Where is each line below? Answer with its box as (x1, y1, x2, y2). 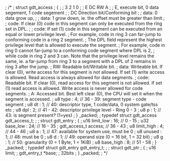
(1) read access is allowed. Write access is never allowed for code (5, 85, 143, 91)
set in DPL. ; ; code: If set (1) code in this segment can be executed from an (5, 26, 162, 32)
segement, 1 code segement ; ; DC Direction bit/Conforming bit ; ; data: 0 (5, 10, 158, 16)
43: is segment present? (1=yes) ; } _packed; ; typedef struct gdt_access (5, 112, 157, 118)
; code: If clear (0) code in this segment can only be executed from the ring (5, 20, 162, 26)
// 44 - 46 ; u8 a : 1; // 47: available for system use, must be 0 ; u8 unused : (5, 128, 162, 134)
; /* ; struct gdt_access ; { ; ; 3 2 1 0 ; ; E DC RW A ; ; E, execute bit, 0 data (5, 5, 159, 10)
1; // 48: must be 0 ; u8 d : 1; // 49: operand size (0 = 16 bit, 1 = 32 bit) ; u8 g (5, 134, 163, 140)
